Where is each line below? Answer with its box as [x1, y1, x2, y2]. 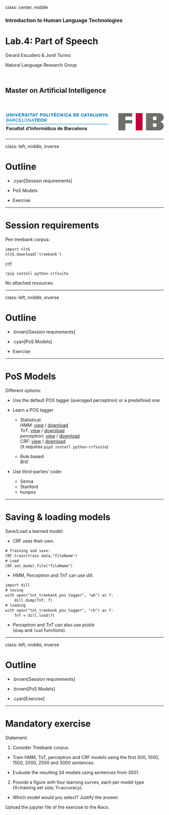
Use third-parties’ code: [12, 469, 62, 475]
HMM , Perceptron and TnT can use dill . [12, 572, 94, 578]
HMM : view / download [20, 422, 68, 428]
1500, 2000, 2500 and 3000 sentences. [12, 759, 95, 766]
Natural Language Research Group [5, 62, 77, 68]
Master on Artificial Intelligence [5, 86, 107, 95]
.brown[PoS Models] [12, 686, 55, 692]
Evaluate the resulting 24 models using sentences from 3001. [12, 769, 140, 775]
